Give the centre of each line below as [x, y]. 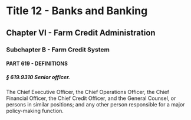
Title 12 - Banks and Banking [77, 11]
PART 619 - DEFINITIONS [37, 64]
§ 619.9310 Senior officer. [38, 77]
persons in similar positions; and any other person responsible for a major [95, 105]
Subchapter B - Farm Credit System [58, 50]
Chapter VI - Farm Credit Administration [81, 33]
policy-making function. [35, 111]
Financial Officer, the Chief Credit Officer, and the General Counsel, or [91, 98]
